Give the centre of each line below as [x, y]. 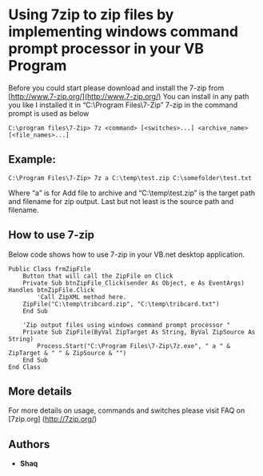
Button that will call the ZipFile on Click [98, 276]
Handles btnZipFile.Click [51, 290]
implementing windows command [123, 32]
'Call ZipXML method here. [82, 297]
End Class [25, 367]
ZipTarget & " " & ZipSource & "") [68, 353]
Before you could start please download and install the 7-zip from [116, 88]
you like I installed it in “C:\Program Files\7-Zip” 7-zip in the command [123, 105]
